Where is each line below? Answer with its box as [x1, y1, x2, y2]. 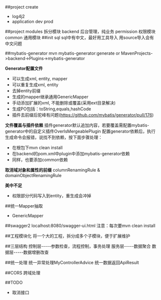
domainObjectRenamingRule [5, 173, 62, 178]
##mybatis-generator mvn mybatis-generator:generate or [5, 50, 120, 56]
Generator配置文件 [5, 65, 43, 71]
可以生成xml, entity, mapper [12, 76, 68, 81]
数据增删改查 [23, 249, 49, 255]
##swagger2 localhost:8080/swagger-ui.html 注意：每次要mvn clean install [5, 223, 156, 228]
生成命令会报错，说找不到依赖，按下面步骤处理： [5, 135, 102, 140]
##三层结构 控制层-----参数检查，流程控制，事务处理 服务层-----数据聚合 [5, 243, 151, 249]
